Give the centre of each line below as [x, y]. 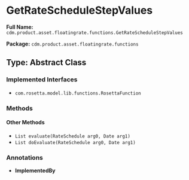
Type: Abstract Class [46, 62]
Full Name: [20, 27]
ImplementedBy [35, 170]
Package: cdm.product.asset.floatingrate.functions [72, 44]
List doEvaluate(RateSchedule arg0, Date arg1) [75, 142]
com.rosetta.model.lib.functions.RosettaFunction [78, 93]
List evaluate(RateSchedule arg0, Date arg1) [72, 136]
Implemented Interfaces [42, 80]
